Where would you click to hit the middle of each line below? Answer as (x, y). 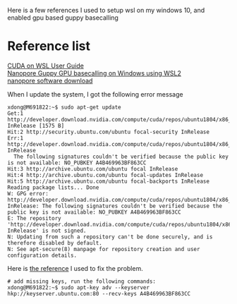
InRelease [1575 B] (36, 126)
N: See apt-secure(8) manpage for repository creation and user (104, 249)
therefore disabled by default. (55, 243)
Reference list (49, 46)
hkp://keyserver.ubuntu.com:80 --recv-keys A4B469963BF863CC (99, 293)
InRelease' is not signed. (47, 231)
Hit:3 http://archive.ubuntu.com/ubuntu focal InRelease (93, 169)
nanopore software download (50, 80)
